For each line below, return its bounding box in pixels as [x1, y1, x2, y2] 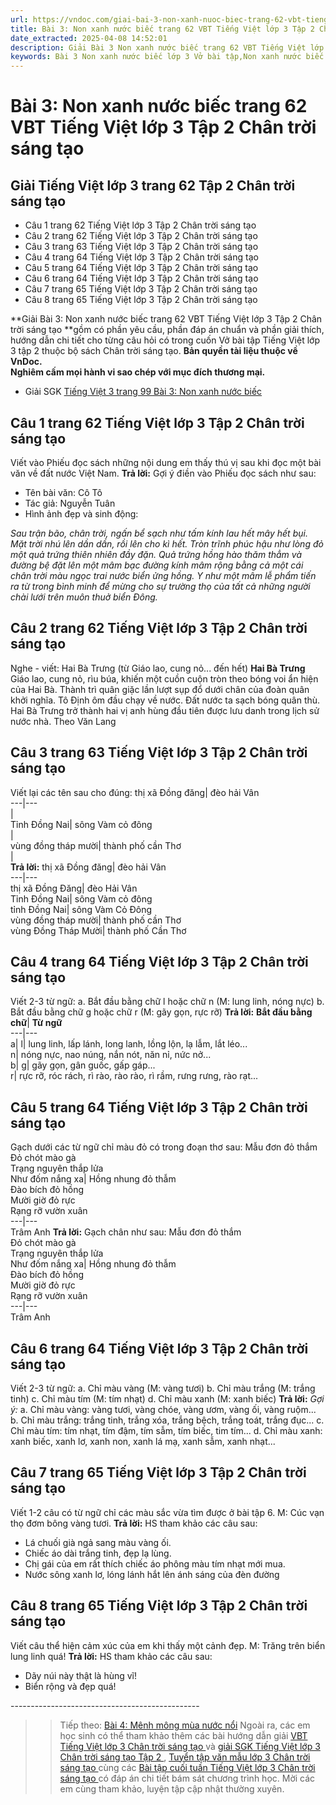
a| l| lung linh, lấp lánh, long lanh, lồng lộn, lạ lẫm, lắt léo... [10, 1038, 248, 1050]
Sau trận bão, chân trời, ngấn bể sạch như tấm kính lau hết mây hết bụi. [10, 527, 308, 539]
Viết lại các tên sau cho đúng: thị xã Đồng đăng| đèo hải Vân [10, 786, 260, 798]
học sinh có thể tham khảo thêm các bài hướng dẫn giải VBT [59, 1729, 308, 1741]
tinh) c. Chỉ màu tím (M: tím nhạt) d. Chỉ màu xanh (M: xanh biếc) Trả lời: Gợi [10, 1393, 325, 1405]
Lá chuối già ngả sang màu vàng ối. [24, 1536, 172, 1548]
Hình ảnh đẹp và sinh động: [24, 507, 139, 520]
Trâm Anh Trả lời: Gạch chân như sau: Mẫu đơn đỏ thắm [10, 1226, 242, 1238]
